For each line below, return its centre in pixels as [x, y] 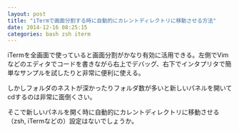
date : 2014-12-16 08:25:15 [47, 27]
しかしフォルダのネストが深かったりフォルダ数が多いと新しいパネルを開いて [120, 88]
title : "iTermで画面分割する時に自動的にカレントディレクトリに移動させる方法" [112, 21]
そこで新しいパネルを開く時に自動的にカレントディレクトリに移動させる [113, 112]
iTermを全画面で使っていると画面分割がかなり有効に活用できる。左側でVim [118, 55]
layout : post [27, 14]
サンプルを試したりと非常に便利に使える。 [82, 73]
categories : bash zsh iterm [49, 34]
